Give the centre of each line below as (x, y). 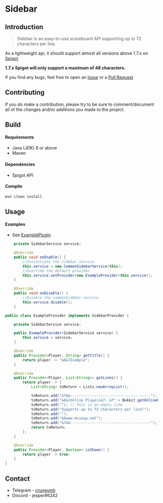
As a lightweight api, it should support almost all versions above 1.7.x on (76, 53)
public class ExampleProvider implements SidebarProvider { (67, 316)
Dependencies (20, 164)
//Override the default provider (56, 271)
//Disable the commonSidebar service (60, 298)
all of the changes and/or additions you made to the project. (65, 109)
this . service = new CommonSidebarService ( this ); (73, 266)
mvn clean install (24, 196)
